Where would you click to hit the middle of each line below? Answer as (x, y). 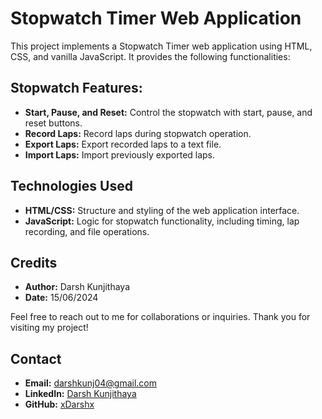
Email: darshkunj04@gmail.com (90, 383)
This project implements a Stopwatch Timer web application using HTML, (161, 46)
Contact (36, 358)
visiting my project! (49, 328)
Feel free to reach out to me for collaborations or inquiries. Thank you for (160, 317)
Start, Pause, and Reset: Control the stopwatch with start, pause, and (168, 112)
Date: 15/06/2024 (61, 298)
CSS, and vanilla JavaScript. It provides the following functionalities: (150, 56)
